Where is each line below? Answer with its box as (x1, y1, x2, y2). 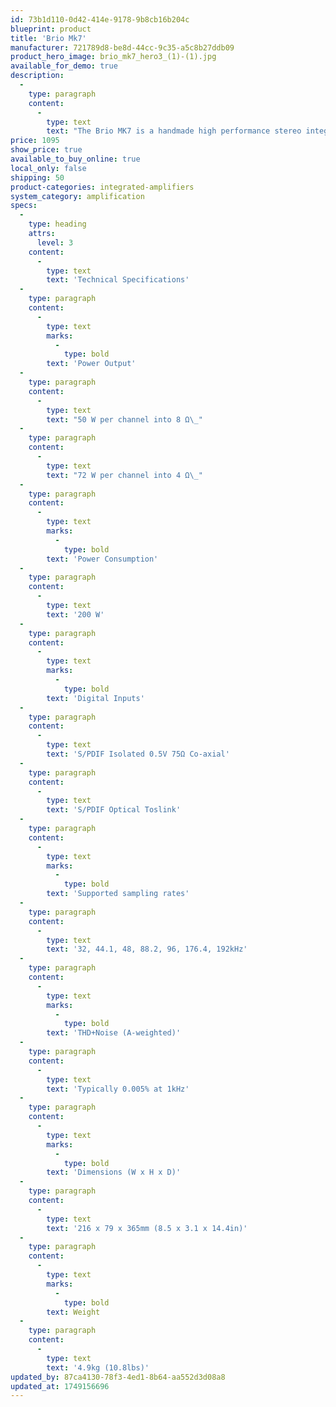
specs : (10, 201, 38, 211)
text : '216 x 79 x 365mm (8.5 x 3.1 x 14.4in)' (46, 1223, 248, 1233)
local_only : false (10, 163, 87, 173)
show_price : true (10, 145, 83, 155)
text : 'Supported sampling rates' (46, 889, 190, 899)
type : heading (28, 219, 87, 230)
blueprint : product (10, 24, 92, 34)
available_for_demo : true (10, 61, 118, 71)
